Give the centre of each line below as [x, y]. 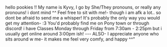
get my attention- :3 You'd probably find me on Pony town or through [77, 23]
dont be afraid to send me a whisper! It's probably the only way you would [83, 18]
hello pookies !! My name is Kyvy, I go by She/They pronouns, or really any [83, 7]
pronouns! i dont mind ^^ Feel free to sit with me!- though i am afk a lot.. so [83, 12]
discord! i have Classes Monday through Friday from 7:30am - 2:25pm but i [83, 28]
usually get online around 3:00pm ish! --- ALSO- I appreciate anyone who [82, 34]
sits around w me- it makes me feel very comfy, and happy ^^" [70, 39]
